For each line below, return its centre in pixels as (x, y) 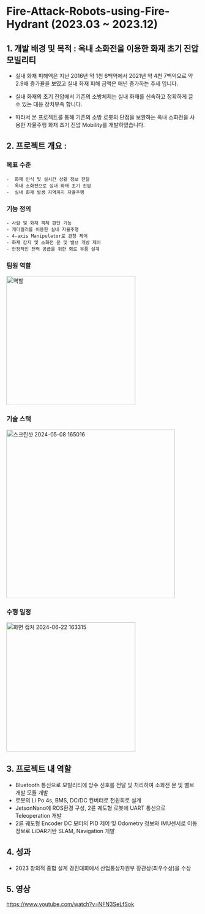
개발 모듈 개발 (32, 793)
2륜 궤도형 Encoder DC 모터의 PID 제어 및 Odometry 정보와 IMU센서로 (100, 823)
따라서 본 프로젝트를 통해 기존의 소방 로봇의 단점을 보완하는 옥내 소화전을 (102, 117)
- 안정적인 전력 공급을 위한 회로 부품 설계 (53, 249)
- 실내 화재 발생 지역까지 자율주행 (45, 192)
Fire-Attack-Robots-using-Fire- (88, 11)
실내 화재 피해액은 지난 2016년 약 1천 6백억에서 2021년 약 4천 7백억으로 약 (104, 76)
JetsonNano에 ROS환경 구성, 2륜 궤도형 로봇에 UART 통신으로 (91, 808)
